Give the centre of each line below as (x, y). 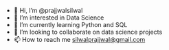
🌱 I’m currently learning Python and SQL (70, 25)
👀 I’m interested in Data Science (59, 18)
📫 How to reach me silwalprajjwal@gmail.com (79, 40)
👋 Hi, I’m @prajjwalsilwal (48, 10)
